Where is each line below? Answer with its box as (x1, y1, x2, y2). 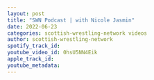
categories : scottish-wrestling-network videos (7, 29, 148, 37)
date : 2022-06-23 (7, 23, 58, 30)
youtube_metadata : (7, 62, 60, 69)
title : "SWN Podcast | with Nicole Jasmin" (7, 17, 135, 24)
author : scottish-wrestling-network (7, 36, 113, 43)
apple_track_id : (7, 56, 54, 63)
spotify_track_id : (7, 42, 60, 49)
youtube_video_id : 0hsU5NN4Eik (7, 49, 98, 56)
